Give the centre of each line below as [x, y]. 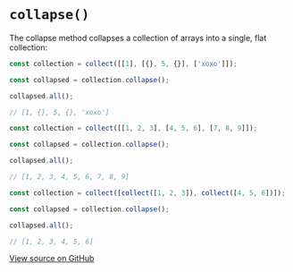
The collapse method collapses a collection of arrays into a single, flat [138, 38]
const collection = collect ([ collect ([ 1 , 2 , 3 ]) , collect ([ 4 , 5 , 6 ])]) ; [147, 193]
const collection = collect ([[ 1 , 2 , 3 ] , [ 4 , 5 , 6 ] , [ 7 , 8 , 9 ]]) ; [134, 128]
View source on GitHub [52, 259]
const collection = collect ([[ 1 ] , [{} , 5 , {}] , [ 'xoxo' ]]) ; [124, 64]
